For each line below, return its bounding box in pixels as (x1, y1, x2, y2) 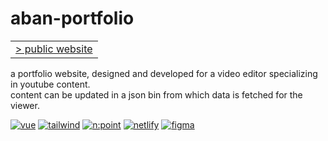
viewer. (10, 99, 40, 111)
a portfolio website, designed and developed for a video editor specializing (10, 67, 318, 79)
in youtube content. (10, 78, 91, 90)
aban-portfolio (10, 7, 135, 30)
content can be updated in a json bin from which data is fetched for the (10, 88, 303, 101)
